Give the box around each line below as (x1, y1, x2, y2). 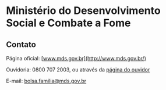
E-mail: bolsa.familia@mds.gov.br (6, 77, 87, 84)
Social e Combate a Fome (6, 16, 131, 30)
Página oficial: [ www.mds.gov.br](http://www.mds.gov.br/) (6, 55, 147, 62)
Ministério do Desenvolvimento (6, 4, 161, 17)
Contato (6, 39, 36, 49)
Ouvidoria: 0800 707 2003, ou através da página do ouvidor (6, 66, 150, 73)
